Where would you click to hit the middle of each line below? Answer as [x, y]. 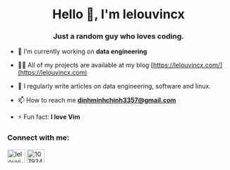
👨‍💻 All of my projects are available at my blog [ [85, 65]
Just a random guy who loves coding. [119, 37]
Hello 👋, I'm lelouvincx [119, 14]
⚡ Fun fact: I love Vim [49, 117]
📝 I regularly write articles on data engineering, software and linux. [114, 86]
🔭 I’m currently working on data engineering [82, 51]
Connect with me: [38, 138]
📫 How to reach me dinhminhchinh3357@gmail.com [97, 100]
